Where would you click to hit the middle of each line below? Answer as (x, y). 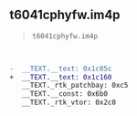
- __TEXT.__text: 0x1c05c (61, 69)
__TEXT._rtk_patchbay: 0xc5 (75, 86)
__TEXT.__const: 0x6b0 (64, 94)
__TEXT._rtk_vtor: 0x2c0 (69, 103)
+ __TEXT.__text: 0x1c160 (61, 77)
